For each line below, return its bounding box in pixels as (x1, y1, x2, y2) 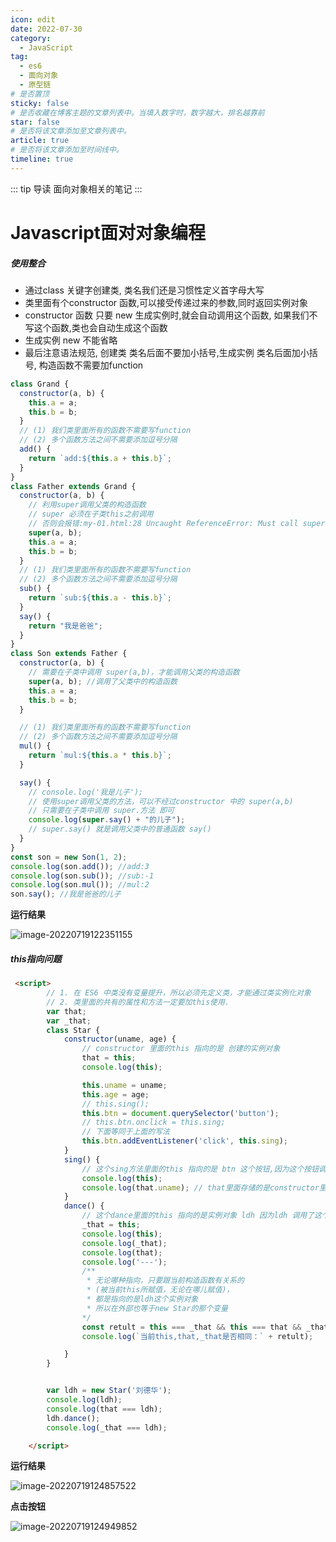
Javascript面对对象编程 (10, 221, 207, 244)
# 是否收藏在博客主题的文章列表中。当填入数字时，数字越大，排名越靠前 (10, 107, 265, 118)
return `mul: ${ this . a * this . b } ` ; (28, 751, 172, 761)
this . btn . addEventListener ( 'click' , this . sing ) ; (81, 1136, 288, 1146)
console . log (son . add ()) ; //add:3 (10, 861, 150, 871)
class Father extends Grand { (10, 481, 137, 491)
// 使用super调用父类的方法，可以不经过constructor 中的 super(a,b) (28, 796, 294, 806)
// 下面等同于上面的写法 (81, 1127, 170, 1137)
